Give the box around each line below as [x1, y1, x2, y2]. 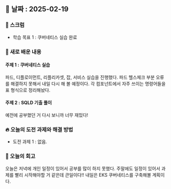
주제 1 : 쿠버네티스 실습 [5, 62, 50, 68]
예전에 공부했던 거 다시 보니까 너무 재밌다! [5, 112, 88, 118]
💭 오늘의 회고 [5, 153, 36, 160]
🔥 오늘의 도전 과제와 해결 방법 [5, 126, 73, 133]
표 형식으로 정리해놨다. [5, 87, 51, 93]
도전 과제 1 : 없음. [12, 139, 47, 145]
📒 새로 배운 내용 [5, 48, 42, 55]
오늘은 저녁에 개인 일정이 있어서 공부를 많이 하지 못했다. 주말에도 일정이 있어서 [5, 165, 161, 172]
